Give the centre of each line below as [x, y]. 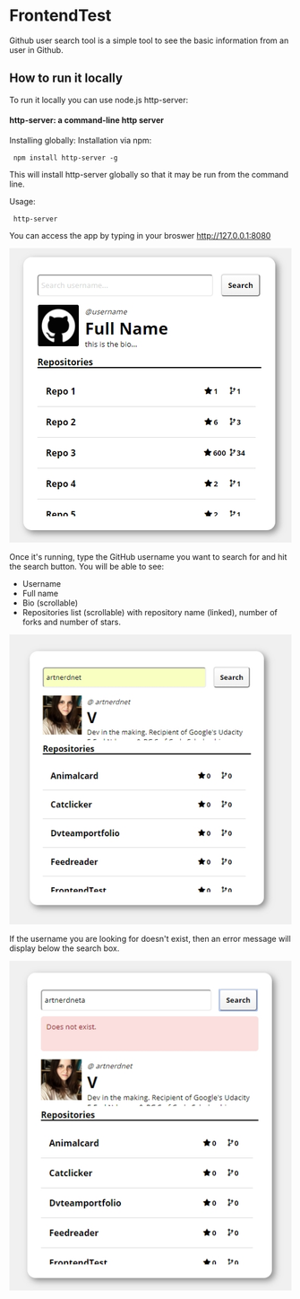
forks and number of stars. [71, 622]
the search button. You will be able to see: [86, 566]
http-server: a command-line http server [86, 120]
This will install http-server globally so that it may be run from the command [149, 174]
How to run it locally [66, 78]
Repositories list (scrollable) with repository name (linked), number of [150, 612]
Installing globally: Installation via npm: [81, 140]
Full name [40, 593]
